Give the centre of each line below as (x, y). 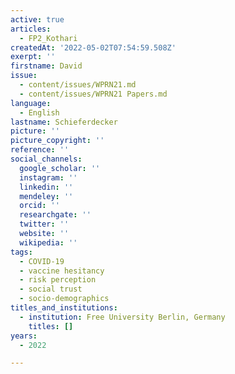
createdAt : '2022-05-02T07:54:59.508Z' (93, 47)
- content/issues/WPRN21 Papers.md (93, 94)
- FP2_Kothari (48, 38)
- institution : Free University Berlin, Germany (122, 317)
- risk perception (58, 280)
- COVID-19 (42, 261)
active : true (37, 19)
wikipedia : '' (48, 242)
